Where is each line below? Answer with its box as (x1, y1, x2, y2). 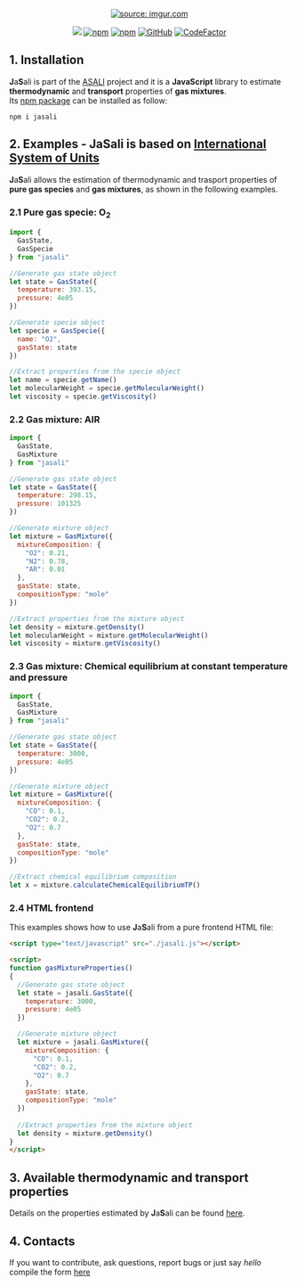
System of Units (9, 151, 100, 166)
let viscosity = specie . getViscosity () (9, 392, 157, 401)
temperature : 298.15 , (17, 491, 98, 500)
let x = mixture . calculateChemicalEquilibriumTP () (9, 881, 201, 890)
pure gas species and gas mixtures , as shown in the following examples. (9, 184, 278, 194)
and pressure (9, 671, 68, 684)
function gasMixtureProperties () (9, 963, 133, 973)
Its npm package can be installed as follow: (9, 94, 168, 106)
